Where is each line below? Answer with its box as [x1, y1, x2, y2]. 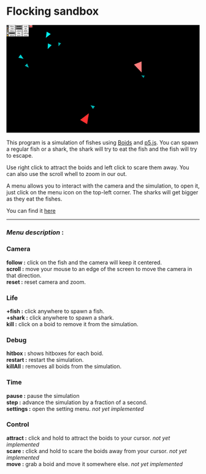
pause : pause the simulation [6, 392, 80, 399]
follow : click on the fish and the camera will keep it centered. [6, 259, 162, 266]
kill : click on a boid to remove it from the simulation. [6, 320, 139, 327]
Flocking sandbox [6, 4, 99, 18]
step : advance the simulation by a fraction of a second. [6, 399, 148, 406]
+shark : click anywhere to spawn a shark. [6, 314, 115, 321]
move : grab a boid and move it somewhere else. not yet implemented [6, 460, 183, 467]
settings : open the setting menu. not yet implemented [6, 405, 144, 412]
